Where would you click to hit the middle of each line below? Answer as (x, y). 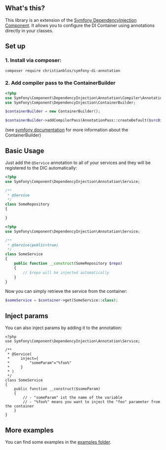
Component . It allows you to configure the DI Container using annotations (80, 25)
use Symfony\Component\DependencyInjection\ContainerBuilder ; (70, 103)
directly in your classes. (29, 30)
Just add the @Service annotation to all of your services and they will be (78, 163)
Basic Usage (25, 151)
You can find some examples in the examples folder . (58, 442)
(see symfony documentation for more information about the (67, 130)
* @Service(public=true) (33, 245)
